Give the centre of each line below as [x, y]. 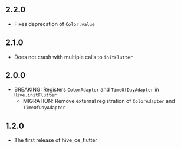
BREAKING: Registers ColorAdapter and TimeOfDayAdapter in [87, 90]
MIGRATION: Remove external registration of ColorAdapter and [99, 101]
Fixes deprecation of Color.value [54, 24]
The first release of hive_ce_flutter [56, 140]
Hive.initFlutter [35, 95]
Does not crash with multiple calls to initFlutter [73, 57]
